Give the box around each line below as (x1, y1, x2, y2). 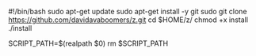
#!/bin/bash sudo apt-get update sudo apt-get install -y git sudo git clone (8, 7, 247, 16)
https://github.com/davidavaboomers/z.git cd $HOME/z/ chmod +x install (8, 15, 248, 24)
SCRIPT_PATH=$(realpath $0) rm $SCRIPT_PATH (8, 39, 169, 48)
